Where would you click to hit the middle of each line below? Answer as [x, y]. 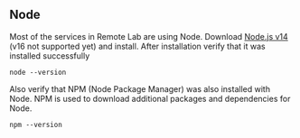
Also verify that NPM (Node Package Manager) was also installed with [140, 88]
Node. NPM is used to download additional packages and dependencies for [150, 98]
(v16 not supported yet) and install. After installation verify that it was [137, 46]
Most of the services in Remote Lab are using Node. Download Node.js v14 [149, 36]
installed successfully [50, 55]
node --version [38, 72]
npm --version [36, 124]
